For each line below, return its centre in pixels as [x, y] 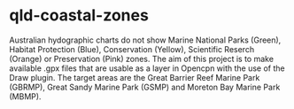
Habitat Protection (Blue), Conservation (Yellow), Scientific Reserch [132, 49]
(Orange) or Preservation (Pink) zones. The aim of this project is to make [142, 58]
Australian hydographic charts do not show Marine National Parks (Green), [145, 40]
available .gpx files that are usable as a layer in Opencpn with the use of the [147, 68]
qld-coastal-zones [79, 16]
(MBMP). [25, 96]
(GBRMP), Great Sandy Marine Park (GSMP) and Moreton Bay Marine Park [145, 87]
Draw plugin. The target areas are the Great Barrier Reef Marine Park [135, 77]
